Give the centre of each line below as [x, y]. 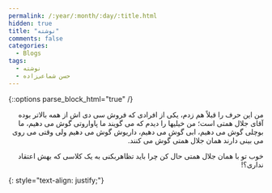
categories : [28, 46]
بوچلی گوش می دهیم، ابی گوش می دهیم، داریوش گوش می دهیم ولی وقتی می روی [138, 132]
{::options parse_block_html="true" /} [71, 99]
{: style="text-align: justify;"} [56, 180]
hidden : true [30, 23]
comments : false [36, 38]
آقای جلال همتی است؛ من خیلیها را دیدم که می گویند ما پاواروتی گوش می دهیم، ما [141, 123]
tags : [17, 61]
